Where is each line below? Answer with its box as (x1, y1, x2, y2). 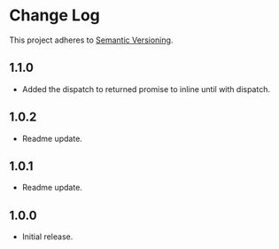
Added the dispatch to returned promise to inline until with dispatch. (21, 83, 270, 94)
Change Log (9, 5, 100, 26)
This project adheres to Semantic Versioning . (9, 35, 174, 45)
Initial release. (21, 231, 74, 242)
